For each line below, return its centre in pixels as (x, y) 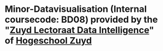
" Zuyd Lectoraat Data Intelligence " (79, 30)
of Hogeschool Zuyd (48, 41)
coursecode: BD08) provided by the (81, 20)
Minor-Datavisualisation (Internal (76, 9)
